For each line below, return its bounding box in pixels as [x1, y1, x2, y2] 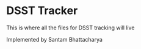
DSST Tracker [6, 4, 78, 18]
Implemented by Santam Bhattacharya [6, 36, 103, 43]
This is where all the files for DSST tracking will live [6, 24, 135, 31]
